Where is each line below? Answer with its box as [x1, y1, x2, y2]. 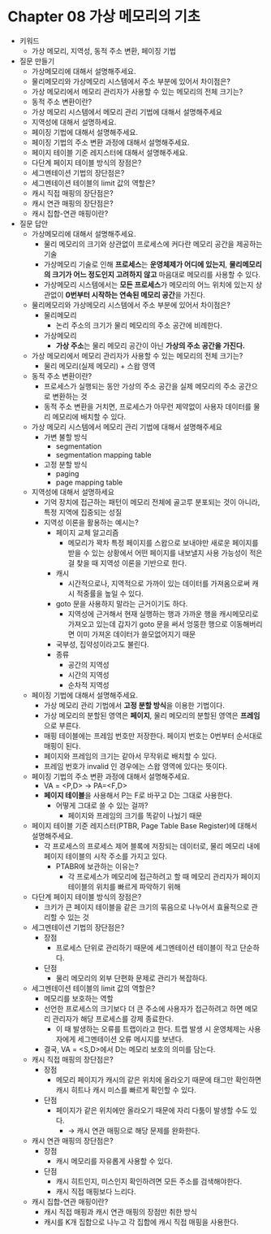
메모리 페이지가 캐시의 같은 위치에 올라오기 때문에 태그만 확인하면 [55, 1075, 262, 1084]
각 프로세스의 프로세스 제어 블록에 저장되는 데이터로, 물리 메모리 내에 [43, 841, 260, 850]
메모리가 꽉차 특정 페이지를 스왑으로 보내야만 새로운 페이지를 [67, 537, 259, 547]
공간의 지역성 [67, 659, 110, 669]
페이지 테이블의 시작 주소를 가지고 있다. [43, 851, 168, 861]
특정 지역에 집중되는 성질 [43, 507, 123, 517]
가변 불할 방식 [43, 432, 88, 441]
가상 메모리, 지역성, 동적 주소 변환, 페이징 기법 [31, 46, 176, 55]
